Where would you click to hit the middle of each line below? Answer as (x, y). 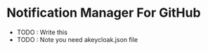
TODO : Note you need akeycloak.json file (77, 39)
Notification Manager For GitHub (104, 13)
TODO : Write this (42, 32)
